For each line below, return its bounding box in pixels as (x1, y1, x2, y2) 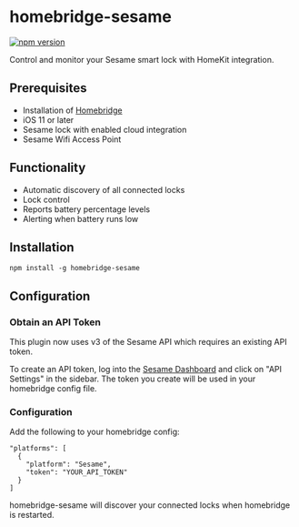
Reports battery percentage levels (22, 203, 151, 215)
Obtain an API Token (9, 316, 102, 329)
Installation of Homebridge (22, 105, 123, 116)
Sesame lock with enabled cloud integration (22, 124, 187, 135)
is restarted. (9, 510, 55, 521)
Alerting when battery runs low (22, 213, 139, 224)
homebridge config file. (9, 383, 97, 394)
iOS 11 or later (22, 114, 75, 125)
